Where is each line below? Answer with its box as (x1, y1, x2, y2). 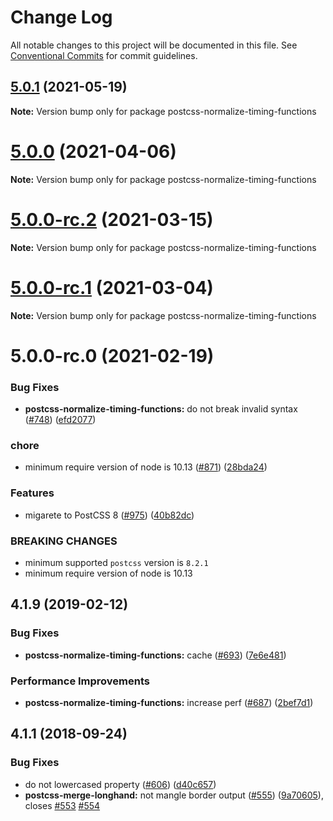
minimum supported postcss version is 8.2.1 (24, 556, 209, 568)
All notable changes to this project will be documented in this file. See (10, 39, 298, 51)
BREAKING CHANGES (10, 534, 118, 548)
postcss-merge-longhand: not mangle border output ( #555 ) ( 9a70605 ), (24, 789, 324, 801)
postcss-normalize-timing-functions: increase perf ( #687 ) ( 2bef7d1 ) (24, 696, 314, 708)
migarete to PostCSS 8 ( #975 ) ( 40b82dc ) (24, 509, 195, 521)
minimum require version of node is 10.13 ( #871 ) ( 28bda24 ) (24, 461, 268, 473)
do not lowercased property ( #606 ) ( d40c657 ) (24, 778, 217, 790)
